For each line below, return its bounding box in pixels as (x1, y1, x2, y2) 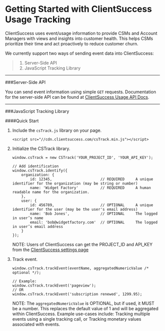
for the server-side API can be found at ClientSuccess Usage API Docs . (5, 94, 150, 100)
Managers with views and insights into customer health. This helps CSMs (5, 36, 153, 41)
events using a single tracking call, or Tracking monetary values (12, 316, 141, 322)
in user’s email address (12, 224, 63, 229)
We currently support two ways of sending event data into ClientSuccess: (5, 50, 154, 56)
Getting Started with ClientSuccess (5, 3, 152, 15)
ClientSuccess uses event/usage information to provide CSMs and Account (5, 30, 158, 36)
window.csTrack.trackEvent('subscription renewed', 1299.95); (12, 292, 142, 296)
